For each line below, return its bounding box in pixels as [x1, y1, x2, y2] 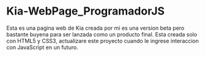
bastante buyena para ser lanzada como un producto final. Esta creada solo [6, 30, 198, 38]
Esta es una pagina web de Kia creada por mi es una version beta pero [6, 24, 185, 32]
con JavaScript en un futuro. [6, 44, 78, 51]
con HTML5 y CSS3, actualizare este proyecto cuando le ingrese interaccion [6, 37, 199, 44]
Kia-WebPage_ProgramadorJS [6, 4, 165, 18]
